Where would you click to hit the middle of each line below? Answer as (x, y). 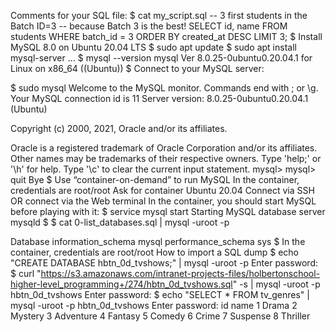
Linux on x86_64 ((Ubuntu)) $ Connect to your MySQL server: (137, 68)
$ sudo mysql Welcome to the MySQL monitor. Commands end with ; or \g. (164, 88)
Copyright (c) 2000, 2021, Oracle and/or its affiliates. (119, 128)
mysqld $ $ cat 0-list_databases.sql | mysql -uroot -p (120, 222)
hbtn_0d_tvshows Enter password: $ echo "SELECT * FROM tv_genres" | (160, 294)
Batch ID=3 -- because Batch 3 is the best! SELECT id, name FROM (149, 26)
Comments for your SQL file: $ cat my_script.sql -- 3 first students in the (159, 15)
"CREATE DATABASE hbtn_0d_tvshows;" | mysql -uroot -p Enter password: (164, 263)
